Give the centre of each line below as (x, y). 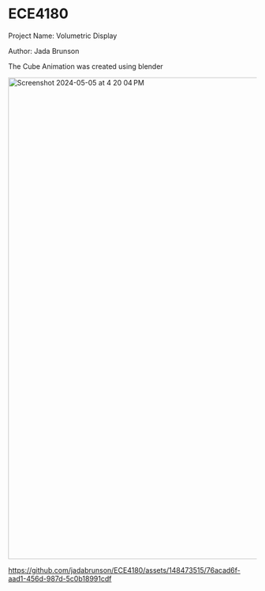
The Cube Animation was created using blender (86, 66)
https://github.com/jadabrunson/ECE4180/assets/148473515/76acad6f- (124, 570)
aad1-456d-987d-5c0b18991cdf (60, 578)
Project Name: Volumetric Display (63, 36)
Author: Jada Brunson (44, 51)
